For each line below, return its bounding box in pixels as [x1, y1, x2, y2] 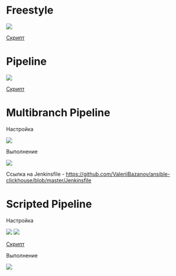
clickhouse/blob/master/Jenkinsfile [6, 176, 92, 183]
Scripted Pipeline [6, 198, 92, 211]
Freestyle [6, 4, 54, 17]
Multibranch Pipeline [6, 106, 110, 120]
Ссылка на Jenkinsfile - [6, 170, 65, 178]
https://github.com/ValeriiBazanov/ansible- [66, 170, 170, 178]
